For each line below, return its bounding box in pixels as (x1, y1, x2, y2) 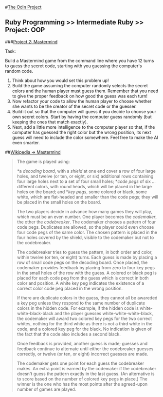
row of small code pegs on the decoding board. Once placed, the (17, 259, 148, 265)
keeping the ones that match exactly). (12, 119, 88, 125)
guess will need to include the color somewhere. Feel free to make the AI (12, 134, 158, 140)
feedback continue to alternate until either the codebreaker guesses (17, 346, 154, 352)
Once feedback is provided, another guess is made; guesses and (17, 340, 147, 346)
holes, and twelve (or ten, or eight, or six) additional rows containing (17, 173, 154, 179)
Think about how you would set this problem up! (12, 78, 109, 83)
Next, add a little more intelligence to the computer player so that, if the (12, 124, 155, 130)
